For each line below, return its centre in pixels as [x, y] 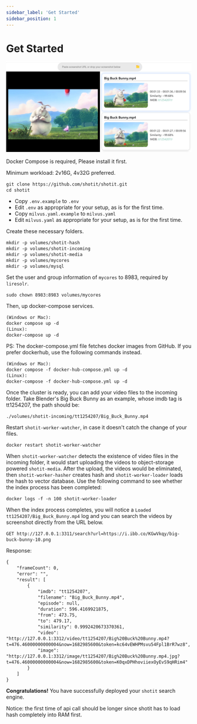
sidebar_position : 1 [31, 19]
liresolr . [18, 283]
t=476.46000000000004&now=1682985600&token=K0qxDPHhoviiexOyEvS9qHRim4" [97, 662]
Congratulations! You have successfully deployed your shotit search [91, 690]
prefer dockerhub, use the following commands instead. [74, 352]
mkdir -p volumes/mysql [35, 266]
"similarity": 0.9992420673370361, [81, 627]
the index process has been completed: [54, 487]
